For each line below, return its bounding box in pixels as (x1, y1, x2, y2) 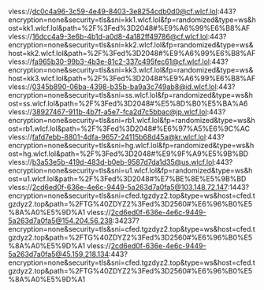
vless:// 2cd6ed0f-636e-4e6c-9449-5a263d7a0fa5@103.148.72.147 (8, 183, 229, 191)
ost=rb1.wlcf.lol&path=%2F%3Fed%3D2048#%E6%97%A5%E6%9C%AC (8, 124, 251, 133)
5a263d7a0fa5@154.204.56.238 (8, 216, 113, 225)
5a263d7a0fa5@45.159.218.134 (8, 250, 110, 258)
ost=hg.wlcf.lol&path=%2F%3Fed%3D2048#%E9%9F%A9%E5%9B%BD (8, 149, 249, 158)
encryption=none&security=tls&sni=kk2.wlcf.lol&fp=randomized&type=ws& (8, 40, 254, 50)
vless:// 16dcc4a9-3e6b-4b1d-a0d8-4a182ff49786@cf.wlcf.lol (8, 32, 209, 41)
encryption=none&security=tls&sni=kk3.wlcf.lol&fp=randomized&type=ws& (8, 65, 254, 74)
